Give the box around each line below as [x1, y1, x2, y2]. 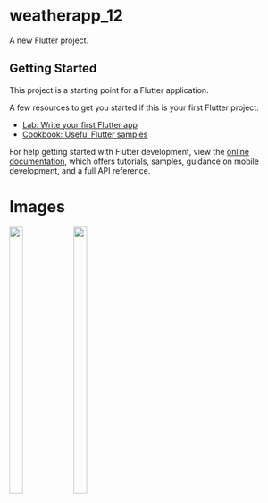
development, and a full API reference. [9, 165, 151, 175]
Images [9, 196, 65, 217]
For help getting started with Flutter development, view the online [9, 146, 250, 157]
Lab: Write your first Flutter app [21, 119, 138, 130]
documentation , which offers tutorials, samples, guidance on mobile [9, 156, 259, 166]
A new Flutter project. [9, 35, 89, 46]
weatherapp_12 [9, 5, 123, 26]
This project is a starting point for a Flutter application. [9, 84, 209, 95]
